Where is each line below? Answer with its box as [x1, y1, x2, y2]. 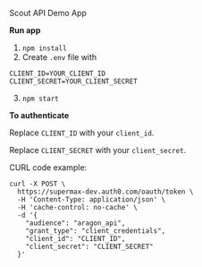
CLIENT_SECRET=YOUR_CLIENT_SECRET [9, 77, 139, 86]
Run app [9, 25, 41, 35]
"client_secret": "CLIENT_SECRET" [25, 242, 154, 251]
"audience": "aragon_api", [25, 219, 126, 228]
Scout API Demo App [9, 8, 88, 18]
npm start [21, 94, 60, 103]
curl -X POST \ [9, 179, 66, 188]
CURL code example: [9, 162, 88, 173]
